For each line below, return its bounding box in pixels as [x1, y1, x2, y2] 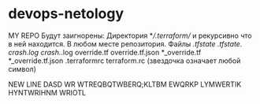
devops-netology [8, 5, 124, 23]
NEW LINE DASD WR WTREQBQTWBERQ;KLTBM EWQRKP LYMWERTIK [8, 80, 242, 89]
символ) [8, 64, 37, 73]
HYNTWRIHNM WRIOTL [8, 87, 87, 97]
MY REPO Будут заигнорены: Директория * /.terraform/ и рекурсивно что [8, 31, 252, 40]
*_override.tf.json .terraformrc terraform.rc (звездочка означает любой [8, 56, 241, 65]
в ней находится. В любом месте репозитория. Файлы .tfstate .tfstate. [8, 39, 243, 48]
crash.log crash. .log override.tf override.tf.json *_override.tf [8, 47, 202, 57]
